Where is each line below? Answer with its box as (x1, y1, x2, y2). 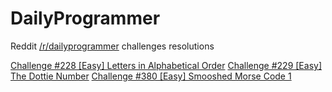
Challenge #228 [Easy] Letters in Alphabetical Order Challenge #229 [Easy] (10, 59, 323, 71)
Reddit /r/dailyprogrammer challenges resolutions (10, 40, 215, 52)
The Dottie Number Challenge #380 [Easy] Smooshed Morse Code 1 (10, 70, 292, 82)
